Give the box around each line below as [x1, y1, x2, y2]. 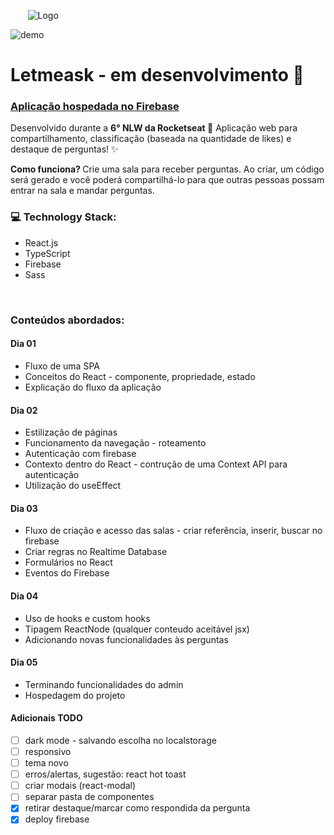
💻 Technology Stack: [10, 210, 117, 224]
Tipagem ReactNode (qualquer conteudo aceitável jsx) [24, 623, 250, 635]
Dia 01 [10, 338, 37, 350]
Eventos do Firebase [24, 567, 110, 579]
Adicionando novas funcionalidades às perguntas [24, 633, 229, 645]
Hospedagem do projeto [24, 689, 126, 701]
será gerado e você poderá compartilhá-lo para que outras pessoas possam [10, 174, 325, 186]
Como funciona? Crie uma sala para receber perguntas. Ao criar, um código [10, 163, 325, 175]
